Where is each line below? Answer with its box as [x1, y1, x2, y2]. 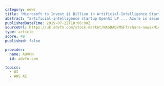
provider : [5, 47, 25, 52]
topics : [5, 65, 21, 70]
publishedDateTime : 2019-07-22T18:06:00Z [5, 20, 91, 26]
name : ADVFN [9, 52, 34, 57]
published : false [5, 39, 41, 43]
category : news [5, 7, 36, 12]
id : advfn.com [9, 56, 38, 61]
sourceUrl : [5, 25, 27, 30]
